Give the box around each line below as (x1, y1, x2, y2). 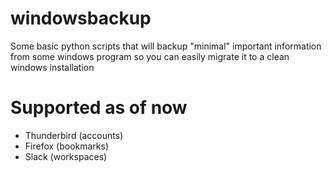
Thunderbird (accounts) (24, 129, 124, 141)
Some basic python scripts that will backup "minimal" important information (10, 40, 322, 52)
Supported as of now (10, 97, 188, 119)
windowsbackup (10, 7, 152, 30)
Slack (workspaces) (24, 150, 108, 162)
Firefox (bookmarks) (24, 140, 110, 152)
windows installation (10, 61, 95, 73)
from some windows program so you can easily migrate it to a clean (10, 50, 290, 62)
